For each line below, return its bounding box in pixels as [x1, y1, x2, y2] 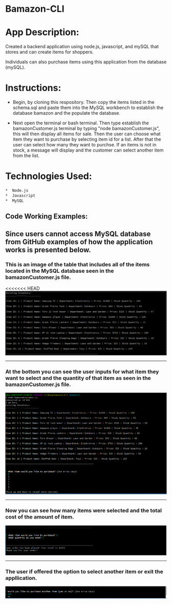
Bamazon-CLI [5, 3, 65, 15]
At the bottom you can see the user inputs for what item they [5, 368, 159, 375]
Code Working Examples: [5, 212, 88, 221]
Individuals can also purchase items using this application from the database [5, 59, 167, 65]
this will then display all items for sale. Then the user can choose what [12, 131, 161, 137]
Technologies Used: [5, 170, 92, 182]
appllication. [5, 574, 37, 581]
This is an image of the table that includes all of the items [5, 261, 150, 268]
